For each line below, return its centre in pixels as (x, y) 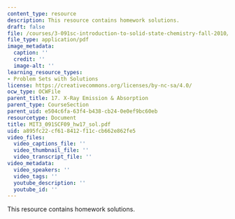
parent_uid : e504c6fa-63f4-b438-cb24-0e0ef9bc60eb (83, 111)
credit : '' (29, 59)
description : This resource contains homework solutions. (93, 20)
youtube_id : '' (36, 190)
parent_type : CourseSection (48, 105)
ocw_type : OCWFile (34, 92)
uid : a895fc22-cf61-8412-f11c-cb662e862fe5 (72, 131)
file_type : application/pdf (48, 40)
